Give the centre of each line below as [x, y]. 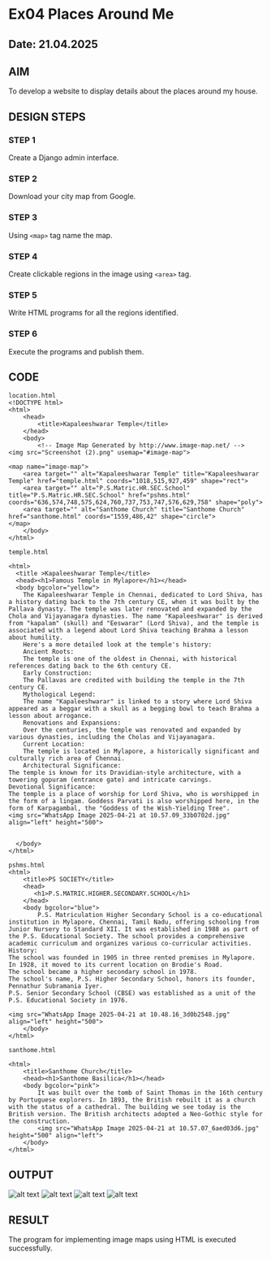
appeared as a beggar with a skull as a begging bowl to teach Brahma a [134, 709]
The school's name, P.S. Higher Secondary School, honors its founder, [132, 979]
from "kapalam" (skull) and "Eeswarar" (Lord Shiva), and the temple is [134, 624]
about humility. [36, 638]
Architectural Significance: [72, 766]
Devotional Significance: [52, 787]
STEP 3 [23, 218]
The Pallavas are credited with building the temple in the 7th [134, 681]
